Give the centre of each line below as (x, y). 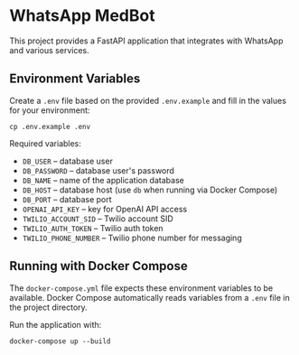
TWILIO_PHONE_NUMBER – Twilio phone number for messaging (132, 238)
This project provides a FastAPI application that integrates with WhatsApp (146, 41)
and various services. (49, 50)
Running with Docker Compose (98, 266)
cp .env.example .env (50, 126)
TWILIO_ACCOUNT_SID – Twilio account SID (98, 219)
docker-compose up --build (60, 341)
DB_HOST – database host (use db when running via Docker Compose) (150, 190)
